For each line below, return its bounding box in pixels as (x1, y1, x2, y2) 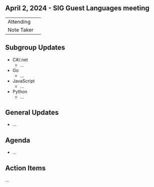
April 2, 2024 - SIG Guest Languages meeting (5, 4, 149, 12)
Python (12, 88, 27, 94)
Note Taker (7, 26, 34, 33)
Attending (7, 18, 31, 25)
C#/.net (12, 56, 28, 62)
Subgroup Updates (5, 43, 65, 52)
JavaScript (12, 77, 35, 84)
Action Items (5, 163, 46, 172)
